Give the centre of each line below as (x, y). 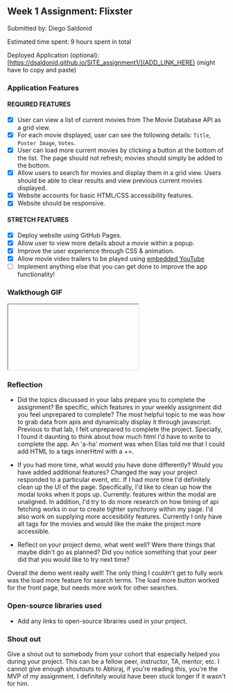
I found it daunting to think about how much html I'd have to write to (114, 437)
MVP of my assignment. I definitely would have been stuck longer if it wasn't (116, 676)
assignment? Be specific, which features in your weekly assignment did (119, 407)
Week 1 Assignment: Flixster (70, 11)
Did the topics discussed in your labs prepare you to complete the (111, 400)
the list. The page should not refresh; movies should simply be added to (120, 158)
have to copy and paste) (42, 69)
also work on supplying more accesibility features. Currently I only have (120, 517)
